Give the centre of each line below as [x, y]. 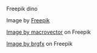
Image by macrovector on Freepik [49, 32]
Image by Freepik [28, 20]
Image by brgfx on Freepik [40, 44]
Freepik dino [22, 9]
